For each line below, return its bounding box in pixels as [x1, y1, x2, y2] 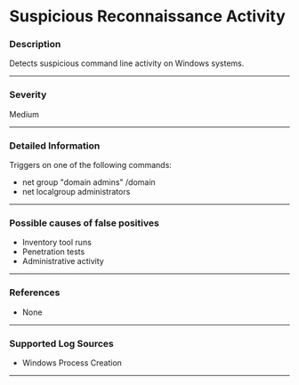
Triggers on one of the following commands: [9, 160, 172, 171]
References [9, 286, 61, 299]
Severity [9, 89, 47, 101]
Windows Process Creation [21, 357, 123, 368]
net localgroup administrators [21, 187, 131, 197]
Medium [9, 108, 40, 119]
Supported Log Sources [9, 337, 114, 349]
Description [9, 38, 61, 51]
